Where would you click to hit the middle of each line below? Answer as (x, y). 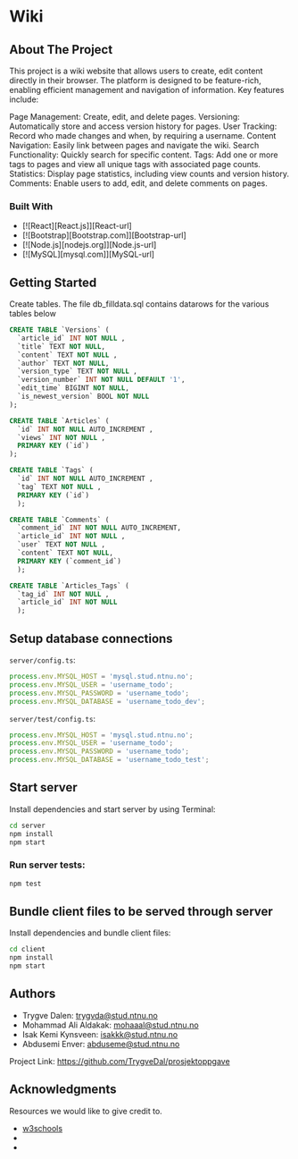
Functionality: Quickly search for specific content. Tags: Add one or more (144, 155)
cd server (28, 825)
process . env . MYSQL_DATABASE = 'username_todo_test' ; (109, 760)
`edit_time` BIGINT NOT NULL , (73, 388)
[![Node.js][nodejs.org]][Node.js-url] (89, 245)
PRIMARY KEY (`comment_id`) (70, 561)
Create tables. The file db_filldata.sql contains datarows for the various (139, 304)
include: (24, 99)
